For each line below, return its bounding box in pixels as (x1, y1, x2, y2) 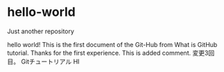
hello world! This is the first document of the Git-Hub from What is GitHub (7, 40, 218, 48)
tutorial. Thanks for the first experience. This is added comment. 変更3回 (7, 48, 215, 57)
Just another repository (7, 27, 75, 35)
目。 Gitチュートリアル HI (7, 57, 80, 66)
